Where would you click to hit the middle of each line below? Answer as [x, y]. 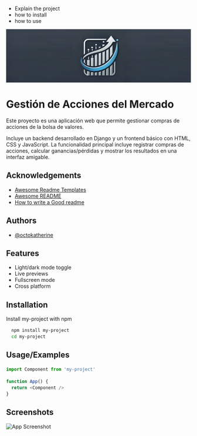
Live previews [31, 274]
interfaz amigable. [28, 157]
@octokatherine [34, 235]
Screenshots [30, 412]
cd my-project [28, 337]
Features [23, 253]
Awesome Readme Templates [50, 189]
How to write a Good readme [50, 202]
